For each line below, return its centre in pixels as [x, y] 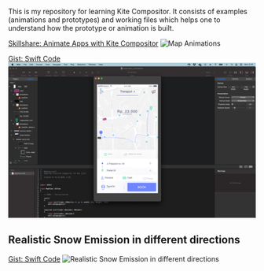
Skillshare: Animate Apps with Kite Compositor [83, 43]
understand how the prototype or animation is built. [91, 28]
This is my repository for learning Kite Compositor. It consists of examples [128, 11]
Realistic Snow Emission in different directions [125, 240]
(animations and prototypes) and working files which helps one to [114, 20]
